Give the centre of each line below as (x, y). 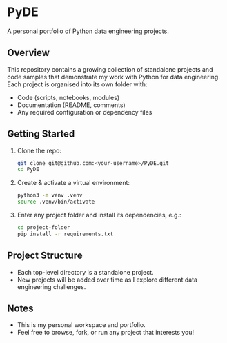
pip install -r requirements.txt (65, 234)
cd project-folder (43, 228)
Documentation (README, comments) (71, 105)
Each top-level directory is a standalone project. (85, 272)
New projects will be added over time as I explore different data (107, 280)
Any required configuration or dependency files (85, 112)
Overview (29, 53)
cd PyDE (28, 170)
